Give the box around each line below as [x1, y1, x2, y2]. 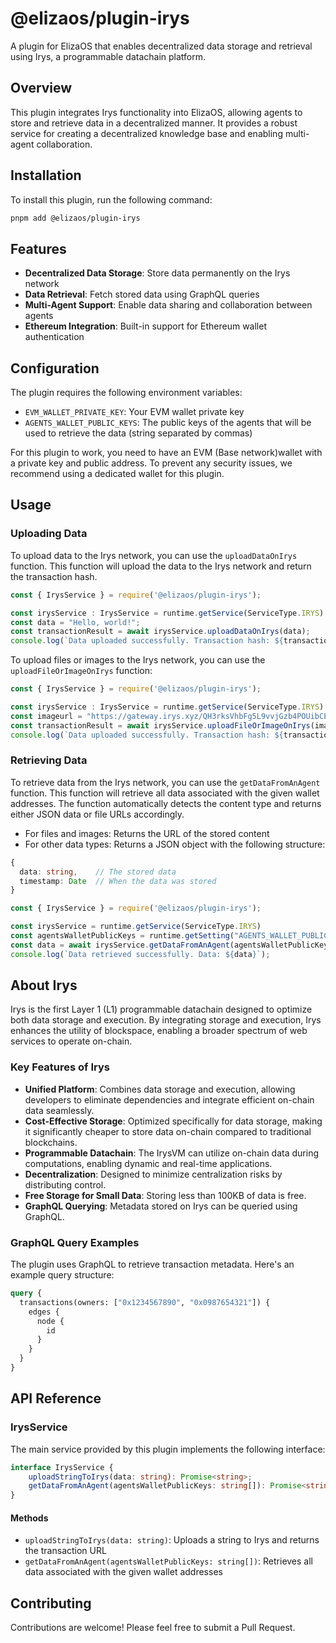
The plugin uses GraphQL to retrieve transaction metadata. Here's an [10, 1258, 295, 1271]
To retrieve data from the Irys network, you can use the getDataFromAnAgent [10, 776, 321, 788]
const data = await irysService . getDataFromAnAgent [10, 940, 230, 950]
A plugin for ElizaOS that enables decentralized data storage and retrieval [10, 40, 313, 52]
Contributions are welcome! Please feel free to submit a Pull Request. [10, 1622, 296, 1634]
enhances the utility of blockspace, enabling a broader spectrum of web [10, 1025, 308, 1037]
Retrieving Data [10, 753, 88, 767]
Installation [10, 167, 82, 184]
